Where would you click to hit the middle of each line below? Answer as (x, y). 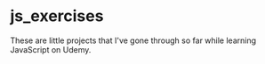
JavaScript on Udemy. (51, 49)
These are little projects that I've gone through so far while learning (133, 40)
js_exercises (57, 16)
